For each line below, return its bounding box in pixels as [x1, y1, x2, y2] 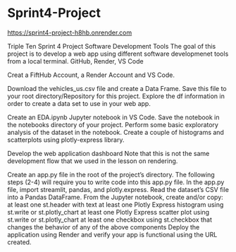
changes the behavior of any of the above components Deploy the [7, 222, 200, 231]
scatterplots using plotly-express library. [7, 136, 125, 144]
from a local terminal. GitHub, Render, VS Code [7, 56, 144, 65]
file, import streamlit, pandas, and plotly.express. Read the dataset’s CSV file [7, 185, 229, 193]
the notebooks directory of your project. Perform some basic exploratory [7, 120, 218, 128]
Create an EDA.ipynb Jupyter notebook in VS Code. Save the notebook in [7, 113, 220, 121]
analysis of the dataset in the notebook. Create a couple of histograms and [7, 128, 224, 136]
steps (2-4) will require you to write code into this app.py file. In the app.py [7, 178, 225, 186]
